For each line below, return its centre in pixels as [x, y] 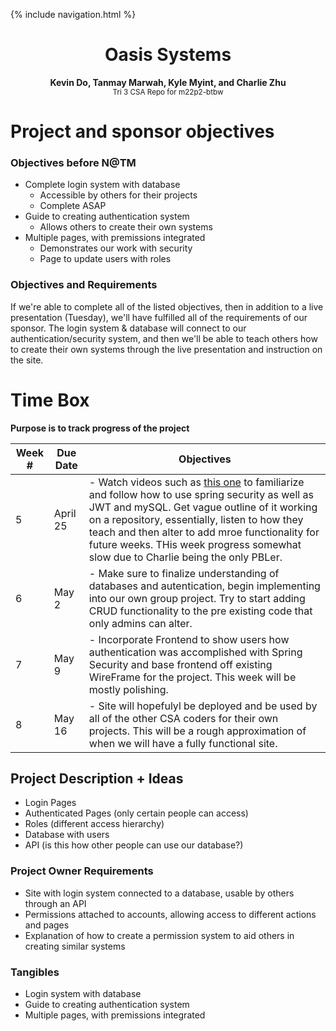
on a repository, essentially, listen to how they [196, 519]
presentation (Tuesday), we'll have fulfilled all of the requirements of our [159, 317]
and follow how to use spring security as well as [201, 494]
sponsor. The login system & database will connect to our [128, 328]
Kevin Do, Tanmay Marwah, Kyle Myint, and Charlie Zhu [168, 82]
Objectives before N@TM [73, 163]
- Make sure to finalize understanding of [184, 573]
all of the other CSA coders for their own [183, 718]
